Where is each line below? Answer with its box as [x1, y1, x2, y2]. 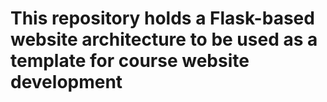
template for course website [10, 50, 250, 72]
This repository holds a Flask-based [10, 7, 315, 30]
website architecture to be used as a [10, 28, 318, 51]
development [10, 71, 123, 94]
